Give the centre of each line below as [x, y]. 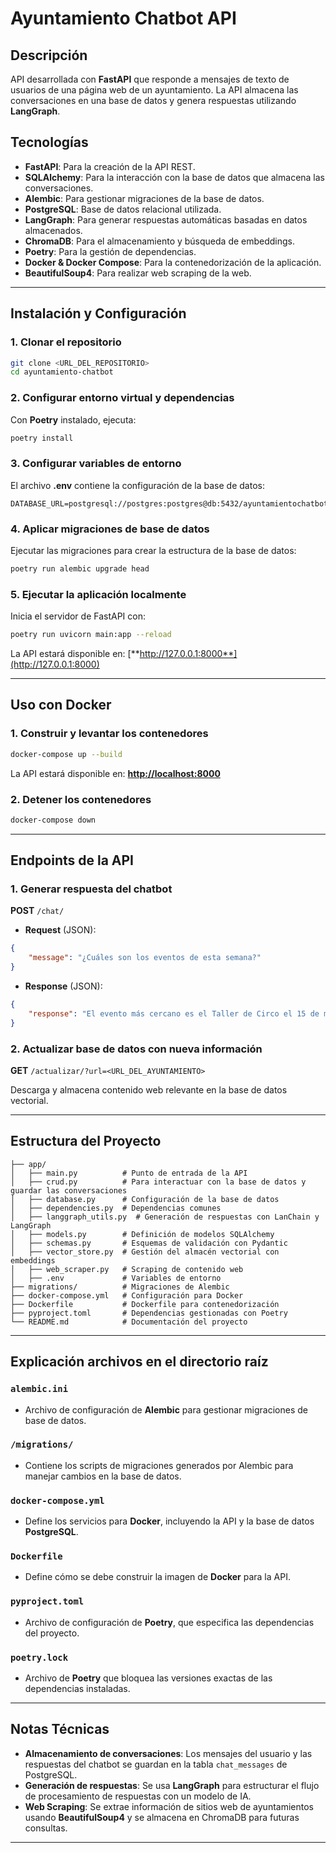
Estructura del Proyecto [86, 1141]
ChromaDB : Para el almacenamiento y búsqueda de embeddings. [160, 241]
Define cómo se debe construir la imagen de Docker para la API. [157, 1577]
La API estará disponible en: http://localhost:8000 [115, 773]
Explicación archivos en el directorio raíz [139, 1362]
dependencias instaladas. [77, 1689]
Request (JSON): [60, 930]
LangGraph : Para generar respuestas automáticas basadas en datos [166, 219]
